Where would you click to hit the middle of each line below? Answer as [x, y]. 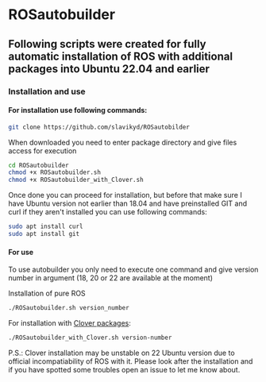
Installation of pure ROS [47, 293]
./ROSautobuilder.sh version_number [69, 308]
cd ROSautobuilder [39, 165]
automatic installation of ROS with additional [120, 56]
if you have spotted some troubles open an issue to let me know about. [124, 369]
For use [21, 252]
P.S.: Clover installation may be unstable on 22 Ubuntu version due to [122, 353]
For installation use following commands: [78, 110]
